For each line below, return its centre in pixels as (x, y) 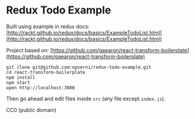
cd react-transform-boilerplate (46, 72)
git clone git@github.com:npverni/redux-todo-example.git (79, 67)
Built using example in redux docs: (48, 26)
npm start (18, 83)
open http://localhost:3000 (41, 88)
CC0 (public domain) (32, 110)
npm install (21, 77)
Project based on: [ (29, 50)
